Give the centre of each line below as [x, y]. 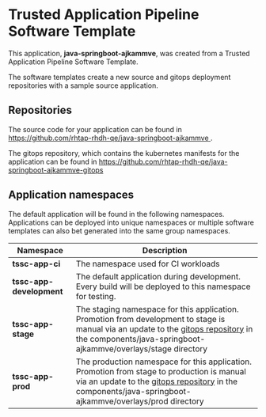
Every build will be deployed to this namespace [163, 286]
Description [165, 250]
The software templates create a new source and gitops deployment [120, 77]
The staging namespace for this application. [157, 309]
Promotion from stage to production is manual [161, 371]
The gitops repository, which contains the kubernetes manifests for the [124, 153]
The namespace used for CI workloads [148, 263]
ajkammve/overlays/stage [124, 348]
